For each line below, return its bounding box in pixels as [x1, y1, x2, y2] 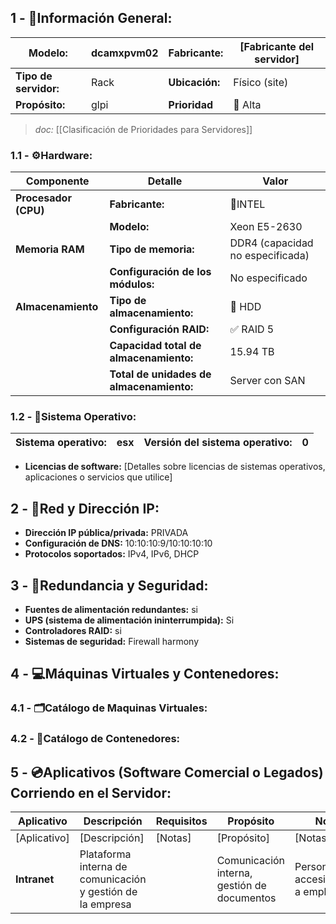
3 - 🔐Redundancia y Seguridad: [10, 577, 209, 594]
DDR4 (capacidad [229, 236, 314, 250]
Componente [25, 174, 90, 188]
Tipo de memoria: [109, 242, 195, 256]
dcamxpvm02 [91, 46, 159, 60]
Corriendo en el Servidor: [10, 784, 172, 801]
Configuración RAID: [109, 322, 210, 336]
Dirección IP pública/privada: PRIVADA [24, 527, 189, 539]
